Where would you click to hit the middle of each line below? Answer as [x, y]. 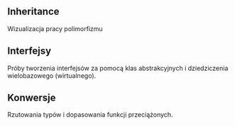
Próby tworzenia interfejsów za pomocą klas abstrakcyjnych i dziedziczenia [118, 68]
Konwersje [32, 98]
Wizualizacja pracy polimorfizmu [55, 28]
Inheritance [33, 12]
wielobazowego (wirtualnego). [52, 75]
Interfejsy [29, 51]
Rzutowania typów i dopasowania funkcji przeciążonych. [90, 115]
